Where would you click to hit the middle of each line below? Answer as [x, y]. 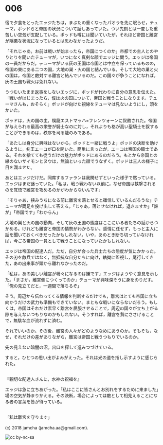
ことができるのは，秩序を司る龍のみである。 [50, 132]
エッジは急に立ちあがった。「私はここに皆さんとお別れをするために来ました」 [82, 389]
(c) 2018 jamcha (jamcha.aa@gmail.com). [47, 427]
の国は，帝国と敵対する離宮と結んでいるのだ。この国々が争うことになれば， [81, 75]
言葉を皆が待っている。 [41, 401]
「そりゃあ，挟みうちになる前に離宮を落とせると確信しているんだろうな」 [80, 200]
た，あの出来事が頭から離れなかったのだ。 [48, 263]
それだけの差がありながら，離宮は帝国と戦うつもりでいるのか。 [77, 337]
